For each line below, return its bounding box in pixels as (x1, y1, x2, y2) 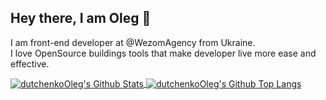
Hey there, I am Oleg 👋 (10, 10, 152, 27)
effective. (10, 57, 50, 70)
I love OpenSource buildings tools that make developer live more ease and (10, 47, 317, 59)
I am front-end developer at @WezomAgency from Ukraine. (10, 36, 256, 48)
